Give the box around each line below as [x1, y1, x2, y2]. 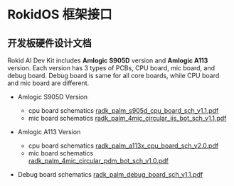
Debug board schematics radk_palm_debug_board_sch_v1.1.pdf [17, 170, 203, 178]
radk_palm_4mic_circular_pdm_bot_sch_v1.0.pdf [28, 157, 169, 165]
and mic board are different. [7, 79, 90, 87]
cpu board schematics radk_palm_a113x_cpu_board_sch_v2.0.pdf [28, 141, 219, 150]
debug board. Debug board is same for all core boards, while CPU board [7, 72, 220, 80]
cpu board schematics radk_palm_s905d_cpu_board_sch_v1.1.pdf [28, 106, 219, 114]
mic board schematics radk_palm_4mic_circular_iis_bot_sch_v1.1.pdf [28, 114, 227, 122]
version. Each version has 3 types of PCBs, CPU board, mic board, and [7, 64, 216, 72]
